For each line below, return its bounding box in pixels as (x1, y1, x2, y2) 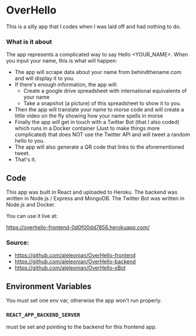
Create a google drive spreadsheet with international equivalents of (23, 88, 187, 95)
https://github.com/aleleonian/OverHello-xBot (14, 264, 126, 271)
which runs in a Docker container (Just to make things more (14, 125, 160, 132)
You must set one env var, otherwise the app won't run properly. (6, 297, 162, 304)
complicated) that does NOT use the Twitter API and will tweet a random (14, 131, 190, 138)
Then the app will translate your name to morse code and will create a (14, 106, 184, 113)
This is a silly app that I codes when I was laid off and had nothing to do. (6, 23, 181, 30)
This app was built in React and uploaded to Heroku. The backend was (6, 189, 178, 196)
